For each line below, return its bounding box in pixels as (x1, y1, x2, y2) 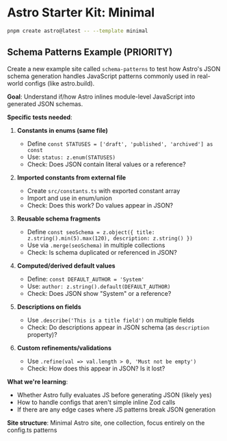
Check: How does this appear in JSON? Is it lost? (27, 364, 165, 373)
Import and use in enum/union (27, 194, 113, 202)
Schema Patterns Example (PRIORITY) (7, 47, 173, 58)
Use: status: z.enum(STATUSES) (27, 153, 116, 161)
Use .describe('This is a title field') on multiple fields (27, 316, 195, 324)
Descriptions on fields (16, 303, 81, 311)
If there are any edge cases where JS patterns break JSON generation (16, 405, 216, 414)
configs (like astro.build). (24, 79, 95, 87)
